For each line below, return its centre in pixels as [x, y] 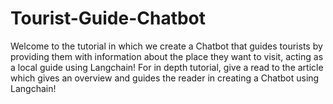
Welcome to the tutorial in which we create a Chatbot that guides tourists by [166, 46]
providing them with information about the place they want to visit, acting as [167, 56]
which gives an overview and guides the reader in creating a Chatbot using [165, 78]
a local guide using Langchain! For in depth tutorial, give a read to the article [167, 67]
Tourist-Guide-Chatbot [108, 18]
